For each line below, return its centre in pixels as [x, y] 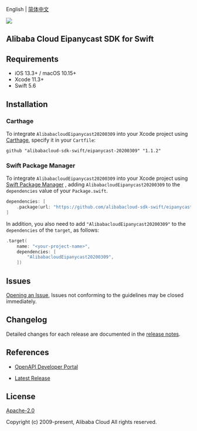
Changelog [27, 320]
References [28, 353]
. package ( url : [34, 207]
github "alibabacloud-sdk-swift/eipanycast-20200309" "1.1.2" [84, 151]
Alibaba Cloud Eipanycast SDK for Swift [80, 39]
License [21, 397]
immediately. [21, 301]
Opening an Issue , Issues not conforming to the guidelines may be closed [95, 295]
